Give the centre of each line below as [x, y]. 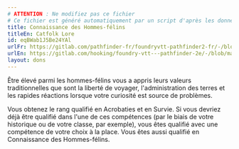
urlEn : [17, 54]
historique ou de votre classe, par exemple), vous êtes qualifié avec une [113, 124]
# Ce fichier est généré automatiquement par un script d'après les [111, 21]
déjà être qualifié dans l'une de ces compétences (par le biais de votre [111, 116]
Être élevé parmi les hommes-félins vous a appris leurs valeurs [100, 80]
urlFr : [17, 47]
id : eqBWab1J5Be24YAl [39, 40]
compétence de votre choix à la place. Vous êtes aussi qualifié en [103, 131]
